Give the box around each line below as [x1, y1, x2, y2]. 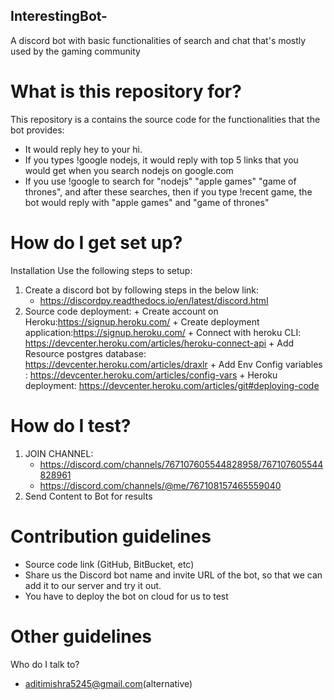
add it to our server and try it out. [24, 579, 162, 591]
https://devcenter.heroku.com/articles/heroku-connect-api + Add [24, 337, 295, 349]
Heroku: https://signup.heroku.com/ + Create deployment [24, 315, 260, 328]
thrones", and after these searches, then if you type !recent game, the [24, 185, 313, 198]
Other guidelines [10, 625, 153, 648]
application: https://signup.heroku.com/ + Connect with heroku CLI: [24, 326, 302, 338]
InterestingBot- [10, 8, 108, 25]
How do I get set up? [10, 231, 183, 254]
